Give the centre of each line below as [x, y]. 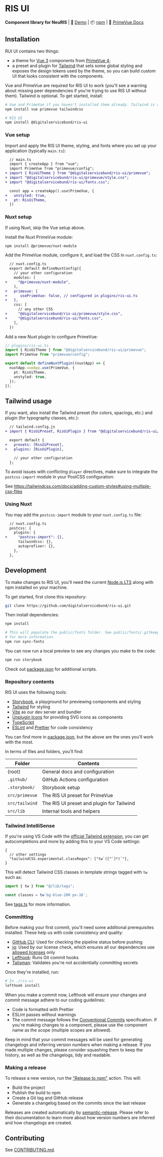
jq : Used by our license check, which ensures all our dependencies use [83, 947]
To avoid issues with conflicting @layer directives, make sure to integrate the [81, 472]
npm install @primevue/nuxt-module [41, 246]
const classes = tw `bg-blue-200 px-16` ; [47, 895]
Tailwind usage [28, 401]
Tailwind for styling [31, 707]
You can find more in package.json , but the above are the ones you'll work [79, 737]
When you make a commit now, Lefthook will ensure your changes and [76, 995]
